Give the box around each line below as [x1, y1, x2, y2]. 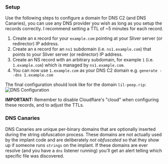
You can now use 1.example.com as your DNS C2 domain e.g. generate [12, 67, 158, 73]
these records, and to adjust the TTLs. [5, 102, 84, 108]
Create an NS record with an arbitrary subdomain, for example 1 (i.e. [12, 57, 154, 63]
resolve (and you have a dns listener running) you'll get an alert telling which [5, 147, 162, 153]
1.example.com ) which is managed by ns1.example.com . [12, 62, 125, 68]
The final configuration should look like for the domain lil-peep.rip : [5, 81, 146, 88]
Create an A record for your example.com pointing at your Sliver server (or [12, 35, 163, 41]
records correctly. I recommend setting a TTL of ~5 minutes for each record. [5, 26, 163, 32]
